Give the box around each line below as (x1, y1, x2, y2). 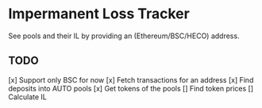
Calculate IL (8, 92, 48, 102)
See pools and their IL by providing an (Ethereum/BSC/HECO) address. (8, 31, 240, 40)
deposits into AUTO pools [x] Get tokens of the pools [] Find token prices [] (8, 83, 254, 93)
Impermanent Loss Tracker (8, 5, 191, 23)
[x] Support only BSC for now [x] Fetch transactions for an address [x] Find (8, 75, 254, 84)
